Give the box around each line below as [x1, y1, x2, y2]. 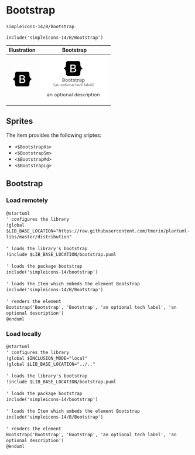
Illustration [8, 46, 36, 53]
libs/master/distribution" [6, 234, 72, 240]
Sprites [6, 116, 33, 126]
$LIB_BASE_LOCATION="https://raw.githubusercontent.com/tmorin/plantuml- [6, 228, 190, 234]
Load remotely [6, 196, 49, 204]
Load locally [6, 329, 42, 338]
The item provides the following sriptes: [6, 132, 102, 139]
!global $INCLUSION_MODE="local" [6, 355, 88, 361]
